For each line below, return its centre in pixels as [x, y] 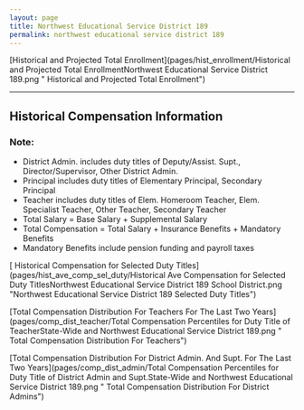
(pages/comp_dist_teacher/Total [69, 321]
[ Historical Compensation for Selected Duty [92, 266]
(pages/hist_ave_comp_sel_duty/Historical [87, 275]
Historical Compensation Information [116, 116]
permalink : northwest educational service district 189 [117, 34]
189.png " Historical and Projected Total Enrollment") [108, 79]
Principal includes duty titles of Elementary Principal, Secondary [142, 181]
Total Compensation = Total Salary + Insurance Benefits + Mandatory [152, 229]
